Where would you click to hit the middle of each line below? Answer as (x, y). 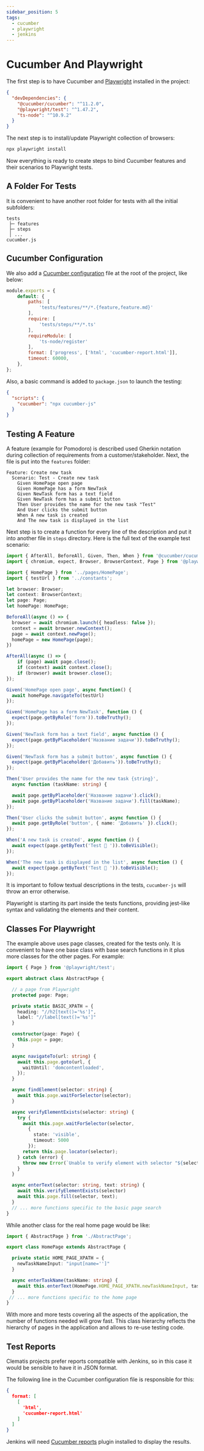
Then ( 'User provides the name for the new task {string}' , (83, 779)
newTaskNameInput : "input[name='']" (64, 1264)
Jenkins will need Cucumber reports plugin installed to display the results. (99, 1442)
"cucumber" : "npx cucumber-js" (57, 404)
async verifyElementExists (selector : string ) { (73, 1112)
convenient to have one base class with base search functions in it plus (96, 950)
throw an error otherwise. (38, 891)
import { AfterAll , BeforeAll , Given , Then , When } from (80, 556)
